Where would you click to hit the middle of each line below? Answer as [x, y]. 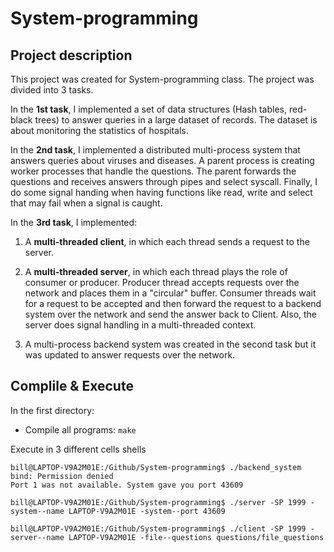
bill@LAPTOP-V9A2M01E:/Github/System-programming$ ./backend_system [156, 467]
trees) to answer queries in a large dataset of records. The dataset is [176, 120]
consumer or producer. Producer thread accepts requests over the [162, 282]
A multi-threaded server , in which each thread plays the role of [156, 271]
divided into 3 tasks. [52, 90]
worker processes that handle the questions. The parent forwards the [153, 171]
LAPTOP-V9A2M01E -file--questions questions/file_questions [196, 537]
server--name [37, 537]
